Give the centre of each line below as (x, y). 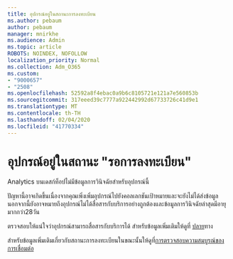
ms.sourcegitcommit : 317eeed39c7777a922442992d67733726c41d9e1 (103, 100)
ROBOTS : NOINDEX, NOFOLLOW (47, 54)
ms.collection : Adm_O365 (44, 67)
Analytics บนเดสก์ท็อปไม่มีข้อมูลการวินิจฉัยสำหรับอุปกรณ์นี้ (78, 181)
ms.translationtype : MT (43, 107)
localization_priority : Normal (54, 60)
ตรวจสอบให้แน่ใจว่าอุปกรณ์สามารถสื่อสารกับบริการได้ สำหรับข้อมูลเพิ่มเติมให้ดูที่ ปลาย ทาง (110, 226)
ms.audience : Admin (36, 41)
